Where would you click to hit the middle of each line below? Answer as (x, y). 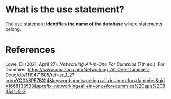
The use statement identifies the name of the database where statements (84, 24)
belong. (13, 29)
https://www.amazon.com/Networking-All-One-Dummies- (89, 69)
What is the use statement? (65, 9)
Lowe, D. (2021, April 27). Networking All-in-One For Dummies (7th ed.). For (85, 64)
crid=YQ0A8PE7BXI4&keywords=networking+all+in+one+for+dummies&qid (85, 80)
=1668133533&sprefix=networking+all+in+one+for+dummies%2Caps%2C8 (85, 86)
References (30, 50)
